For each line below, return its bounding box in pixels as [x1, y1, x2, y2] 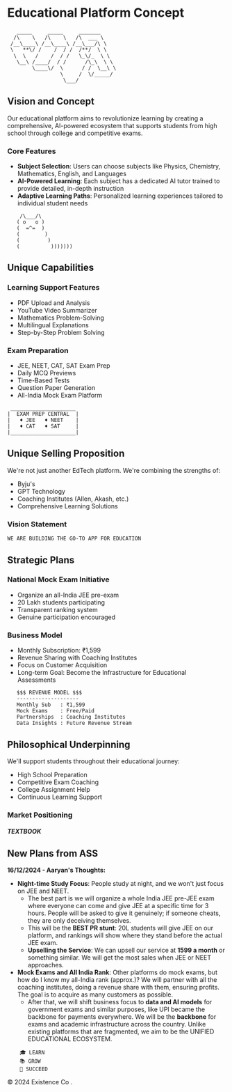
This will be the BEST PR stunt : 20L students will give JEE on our [27, 924, 214, 933]
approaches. [27, 961, 64, 969]
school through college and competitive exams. [7, 129, 143, 137]
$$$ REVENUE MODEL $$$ [16, 689, 82, 696]
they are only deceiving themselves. [27, 916, 131, 925]
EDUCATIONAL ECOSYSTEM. [27, 1035, 113, 1043]
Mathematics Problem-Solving [17, 313, 104, 322]
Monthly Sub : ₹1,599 [16, 701, 85, 708]
